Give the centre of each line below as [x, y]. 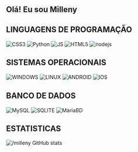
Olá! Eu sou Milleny [42, 10]
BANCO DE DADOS [41, 96]
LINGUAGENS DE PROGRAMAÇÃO [69, 30]
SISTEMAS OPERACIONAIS [56, 63]
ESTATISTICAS [34, 129]
